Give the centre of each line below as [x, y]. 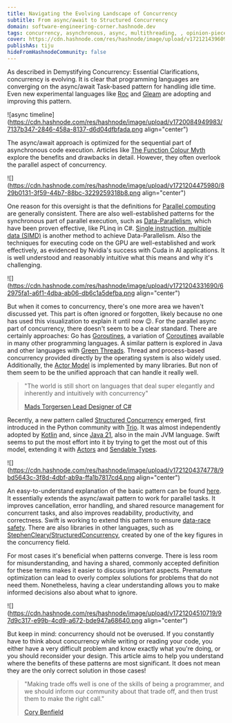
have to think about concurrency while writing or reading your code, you [110, 641]
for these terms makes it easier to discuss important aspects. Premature [110, 570]
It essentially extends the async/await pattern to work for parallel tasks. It [112, 498]
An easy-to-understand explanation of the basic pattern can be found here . [114, 491]
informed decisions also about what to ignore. [72, 592]
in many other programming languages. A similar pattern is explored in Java [115, 343]
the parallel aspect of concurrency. [57, 165]
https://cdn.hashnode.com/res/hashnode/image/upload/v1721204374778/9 [117, 470]
